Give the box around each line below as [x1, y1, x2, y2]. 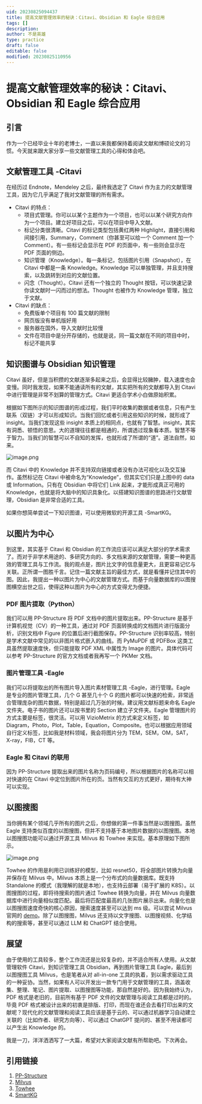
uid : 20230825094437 [6, 8, 58, 15]
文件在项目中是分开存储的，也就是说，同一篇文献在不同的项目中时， [23, 332, 193, 339]
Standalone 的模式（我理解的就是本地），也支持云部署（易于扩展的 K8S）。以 [6, 882, 195, 889]
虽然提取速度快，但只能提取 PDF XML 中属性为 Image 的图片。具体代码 [11, 645, 188, 652]
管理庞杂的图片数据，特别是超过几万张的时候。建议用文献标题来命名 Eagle [11, 699, 195, 706]
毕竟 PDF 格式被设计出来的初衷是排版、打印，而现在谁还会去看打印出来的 [6, 1001, 188, 1008]
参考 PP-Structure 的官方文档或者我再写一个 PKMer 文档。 [11, 652, 156, 660]
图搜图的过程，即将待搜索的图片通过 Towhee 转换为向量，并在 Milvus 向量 [6, 889, 191, 896]
